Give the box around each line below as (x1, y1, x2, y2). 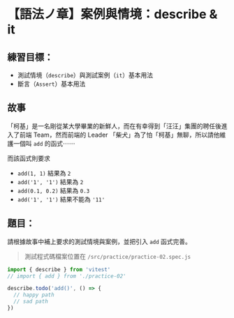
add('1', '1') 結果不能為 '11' (17, 195, 105, 203)
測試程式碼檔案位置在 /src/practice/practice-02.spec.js (24, 252, 191, 260)
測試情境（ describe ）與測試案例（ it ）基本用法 (17, 71, 154, 79)
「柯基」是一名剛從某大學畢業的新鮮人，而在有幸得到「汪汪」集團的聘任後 (7, 121, 221, 130)
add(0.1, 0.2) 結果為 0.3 (17, 186, 90, 195)
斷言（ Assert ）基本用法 (17, 79, 86, 88)
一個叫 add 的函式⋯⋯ (13, 139, 75, 147)
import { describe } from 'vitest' (7, 266, 111, 273)
